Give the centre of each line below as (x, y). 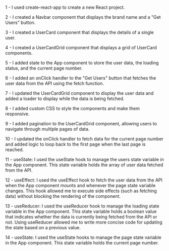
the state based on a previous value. (43, 227)
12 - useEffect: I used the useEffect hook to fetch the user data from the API (84, 180)
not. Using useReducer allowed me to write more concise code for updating (84, 222)
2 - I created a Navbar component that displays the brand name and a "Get (83, 17)
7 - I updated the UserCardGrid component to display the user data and (79, 93)
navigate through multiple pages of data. (47, 129)
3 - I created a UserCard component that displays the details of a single (79, 32)
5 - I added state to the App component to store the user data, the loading (82, 63)
